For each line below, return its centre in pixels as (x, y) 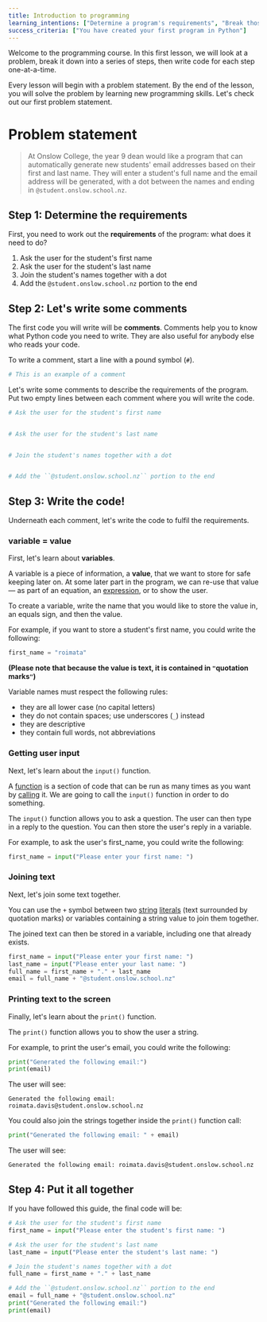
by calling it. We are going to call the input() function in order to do (118, 794)
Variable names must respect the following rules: (88, 692)
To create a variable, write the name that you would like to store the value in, (133, 606)
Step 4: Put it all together (71, 1189)
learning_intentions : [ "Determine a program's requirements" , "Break (126, 23)
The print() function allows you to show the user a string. (103, 1032)
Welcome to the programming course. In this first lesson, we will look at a (128, 53)
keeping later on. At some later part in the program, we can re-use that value (134, 582)
